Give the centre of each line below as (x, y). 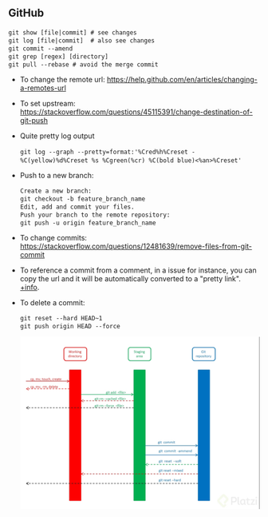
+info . (30, 287)
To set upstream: (47, 103)
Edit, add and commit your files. (77, 207)
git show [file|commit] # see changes (73, 32)
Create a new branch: (55, 191)
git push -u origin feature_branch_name (88, 223)
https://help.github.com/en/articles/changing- (182, 79)
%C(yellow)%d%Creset (54, 160)
